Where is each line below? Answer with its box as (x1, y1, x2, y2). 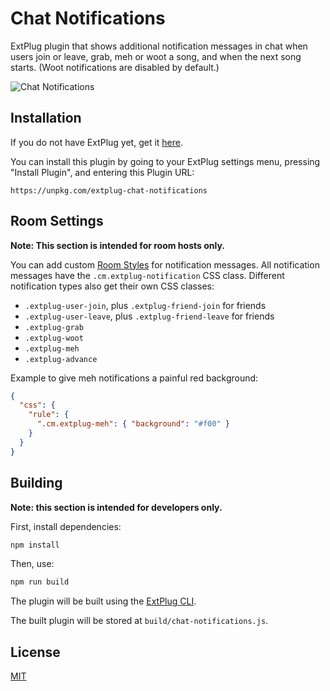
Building (10, 475, 63, 492)
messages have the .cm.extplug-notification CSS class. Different (10, 269, 285, 281)
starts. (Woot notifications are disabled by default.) (10, 61, 220, 73)
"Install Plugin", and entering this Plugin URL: (10, 166, 195, 178)
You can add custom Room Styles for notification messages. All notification (10, 258, 320, 271)
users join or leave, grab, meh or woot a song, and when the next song (10, 50, 302, 62)
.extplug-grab (24, 322, 84, 332)
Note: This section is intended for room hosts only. (10, 239, 225, 251)
